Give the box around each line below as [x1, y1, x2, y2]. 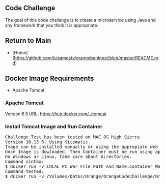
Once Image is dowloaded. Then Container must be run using [5, 149, 153, 154]
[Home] [12, 49, 28, 56]
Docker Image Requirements [5, 74, 94, 83]
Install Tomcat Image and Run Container [5, 123, 103, 130]
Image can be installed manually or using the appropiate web [5, 144, 158, 150]
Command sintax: [5, 159, 44, 164]
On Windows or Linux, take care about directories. [5, 154, 133, 159]
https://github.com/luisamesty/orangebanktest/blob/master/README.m [14, 55, 159, 61]
